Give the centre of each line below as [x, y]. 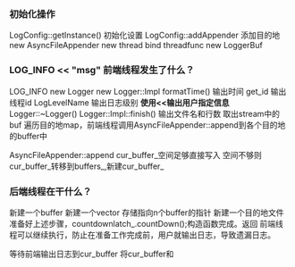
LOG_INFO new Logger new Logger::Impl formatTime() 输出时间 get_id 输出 [148, 91]
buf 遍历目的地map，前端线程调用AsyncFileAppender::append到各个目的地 [147, 125]
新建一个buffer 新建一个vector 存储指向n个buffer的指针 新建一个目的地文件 [147, 213]
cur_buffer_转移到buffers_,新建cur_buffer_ [87, 166]
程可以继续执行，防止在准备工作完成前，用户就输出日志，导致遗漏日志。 [142, 235]
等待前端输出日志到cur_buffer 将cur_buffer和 [92, 254]
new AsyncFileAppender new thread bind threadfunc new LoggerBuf [136, 46]
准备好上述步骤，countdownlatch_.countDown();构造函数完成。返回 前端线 [147, 223]
